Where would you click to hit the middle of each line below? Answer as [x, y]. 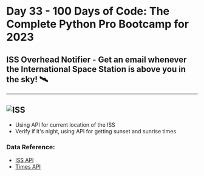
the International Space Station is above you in [96, 69]
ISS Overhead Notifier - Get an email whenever [97, 59]
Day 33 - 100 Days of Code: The [88, 11]
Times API [28, 167]
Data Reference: [31, 147]
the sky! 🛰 [27, 79]
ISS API [24, 160]
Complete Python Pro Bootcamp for [98, 24]
